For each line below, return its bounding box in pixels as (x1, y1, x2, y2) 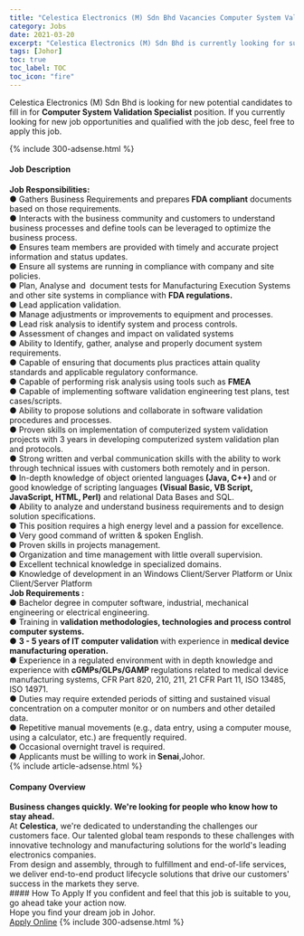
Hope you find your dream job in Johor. (9, 907, 156, 918)
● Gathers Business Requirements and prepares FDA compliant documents (9, 194, 292, 204)
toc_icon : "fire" (9, 72, 75, 81)
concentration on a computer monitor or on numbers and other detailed (9, 703, 276, 714)
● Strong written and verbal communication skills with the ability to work (9, 453, 281, 464)
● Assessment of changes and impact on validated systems (9, 327, 234, 339)
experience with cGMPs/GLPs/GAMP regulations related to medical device (9, 664, 290, 675)
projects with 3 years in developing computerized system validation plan (9, 433, 280, 444)
